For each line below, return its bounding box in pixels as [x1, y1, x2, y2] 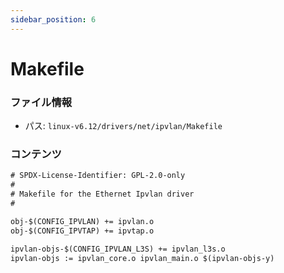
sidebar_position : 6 [10, 14, 97, 25]
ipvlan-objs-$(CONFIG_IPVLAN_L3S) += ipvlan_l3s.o [10, 244, 226, 254]
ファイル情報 [10, 95, 73, 109]
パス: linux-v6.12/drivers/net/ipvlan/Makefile [24, 120, 223, 132]
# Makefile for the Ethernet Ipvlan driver [10, 189, 195, 200]
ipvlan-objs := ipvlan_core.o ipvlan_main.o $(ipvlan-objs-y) [10, 253, 275, 263]
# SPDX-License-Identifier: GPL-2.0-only [10, 171, 186, 181]
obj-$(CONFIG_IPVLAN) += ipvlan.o [10, 216, 155, 226]
